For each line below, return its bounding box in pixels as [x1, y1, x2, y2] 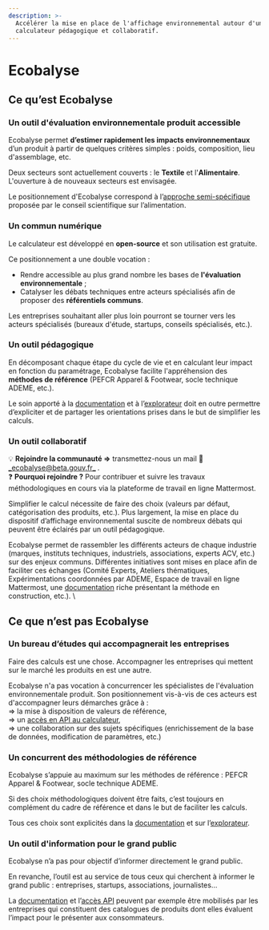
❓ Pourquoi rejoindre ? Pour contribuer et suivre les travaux [8, 472, 206, 482]
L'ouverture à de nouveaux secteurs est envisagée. [8, 176, 178, 186]
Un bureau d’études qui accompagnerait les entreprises [8, 638, 230, 649]
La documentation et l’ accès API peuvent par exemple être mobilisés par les [8, 896, 259, 906]
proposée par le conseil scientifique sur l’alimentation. [8, 200, 187, 210]
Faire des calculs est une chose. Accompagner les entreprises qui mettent [8, 657, 254, 666]
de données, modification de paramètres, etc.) [8, 731, 162, 742]
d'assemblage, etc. [8, 152, 72, 162]
